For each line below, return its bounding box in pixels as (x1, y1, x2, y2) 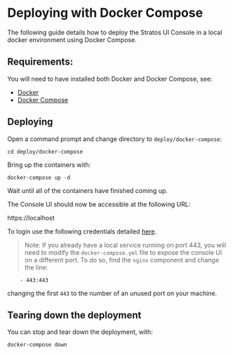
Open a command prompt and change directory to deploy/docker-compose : (7, 135, 222, 143)
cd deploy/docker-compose (7, 148, 83, 155)
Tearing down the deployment (7, 309, 142, 321)
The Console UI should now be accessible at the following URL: (7, 200, 191, 208)
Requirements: (7, 56, 74, 68)
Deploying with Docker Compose (7, 5, 204, 21)
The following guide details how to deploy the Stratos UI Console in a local (7, 28, 222, 36)
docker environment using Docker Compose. (7, 35, 137, 43)
